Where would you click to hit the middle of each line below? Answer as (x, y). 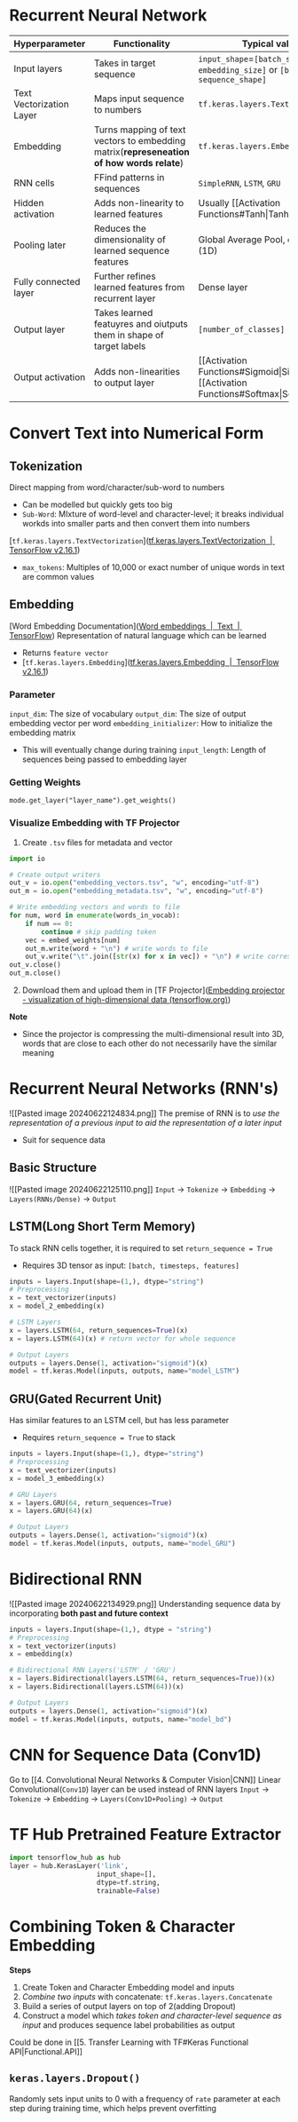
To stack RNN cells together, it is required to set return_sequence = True (141, 1247)
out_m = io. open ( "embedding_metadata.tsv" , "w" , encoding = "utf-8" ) (137, 891)
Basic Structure (53, 1168)
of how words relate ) (139, 162)
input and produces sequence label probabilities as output (128, 2024)
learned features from (140, 287)
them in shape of (129, 335)
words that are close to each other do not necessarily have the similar (149, 1043)
